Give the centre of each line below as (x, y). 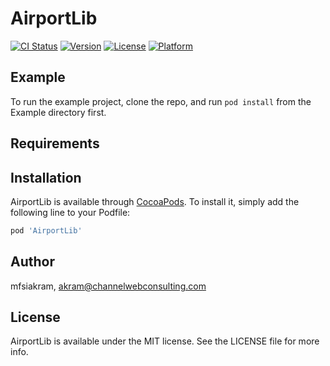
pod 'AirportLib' (46, 230)
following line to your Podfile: (70, 212)
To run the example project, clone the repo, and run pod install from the (161, 101)
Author (32, 262)
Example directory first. (58, 112)
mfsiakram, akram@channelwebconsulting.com (108, 286)
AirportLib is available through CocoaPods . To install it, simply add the (155, 201)
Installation (46, 177)
